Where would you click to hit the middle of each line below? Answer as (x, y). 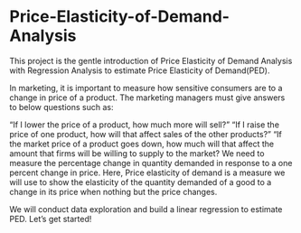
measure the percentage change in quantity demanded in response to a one (151, 163)
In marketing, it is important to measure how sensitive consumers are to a (146, 88)
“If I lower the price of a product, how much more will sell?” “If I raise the (145, 125)
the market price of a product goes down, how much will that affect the (141, 144)
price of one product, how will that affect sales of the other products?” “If (146, 134)
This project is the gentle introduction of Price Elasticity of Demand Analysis (151, 61)
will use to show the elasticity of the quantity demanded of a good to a (141, 182)
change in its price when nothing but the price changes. (113, 191)
